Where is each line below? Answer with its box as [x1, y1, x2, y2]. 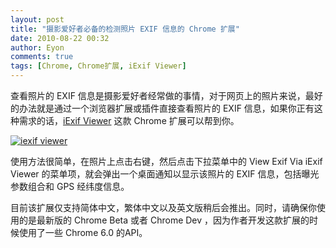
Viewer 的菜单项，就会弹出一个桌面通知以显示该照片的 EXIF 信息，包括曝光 [10, 168, 320, 180]
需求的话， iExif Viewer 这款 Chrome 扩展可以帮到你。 [18, 115, 240, 126]
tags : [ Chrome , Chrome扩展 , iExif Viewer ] [10, 61, 187, 71]
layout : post [10, 14, 65, 25]
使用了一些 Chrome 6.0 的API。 [18, 227, 148, 238]
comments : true [10, 52, 74, 62]
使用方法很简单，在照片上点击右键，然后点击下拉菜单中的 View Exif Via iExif [10, 156, 323, 167]
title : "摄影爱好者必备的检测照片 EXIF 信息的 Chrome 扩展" [10, 24, 240, 34]
